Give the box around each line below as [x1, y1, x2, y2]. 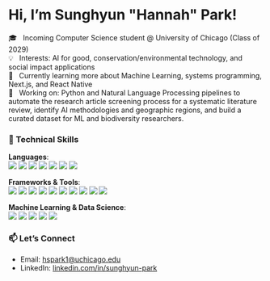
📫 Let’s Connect [8, 233, 75, 244]
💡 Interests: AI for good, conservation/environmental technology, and [8, 52, 243, 62]
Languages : [8, 152, 49, 162]
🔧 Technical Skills [8, 133, 79, 145]
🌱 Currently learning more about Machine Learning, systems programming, [8, 70, 263, 80]
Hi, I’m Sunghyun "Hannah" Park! [8, 6, 238, 24]
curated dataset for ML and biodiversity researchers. [8, 113, 184, 123]
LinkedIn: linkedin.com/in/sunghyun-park [19, 262, 158, 272]
